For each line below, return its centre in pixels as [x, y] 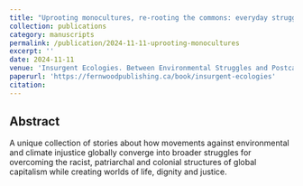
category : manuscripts [52, 34]
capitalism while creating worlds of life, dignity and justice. [118, 172]
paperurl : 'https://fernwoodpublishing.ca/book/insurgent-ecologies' [143, 77]
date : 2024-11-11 [42, 60]
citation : [28, 85]
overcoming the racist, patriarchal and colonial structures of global [133, 163]
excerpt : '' [32, 51]
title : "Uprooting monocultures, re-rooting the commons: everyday [139, 18]
